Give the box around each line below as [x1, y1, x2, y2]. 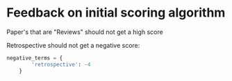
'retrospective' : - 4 [31, 61, 91, 68]
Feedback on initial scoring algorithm [6, 5, 226, 21]
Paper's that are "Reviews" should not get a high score [6, 28, 164, 36]
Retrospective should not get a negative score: [6, 41, 140, 49]
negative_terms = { [6, 54, 63, 62]
